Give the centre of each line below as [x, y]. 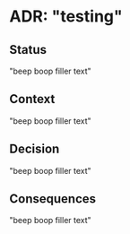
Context [32, 99]
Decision [35, 149]
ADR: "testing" [66, 17]
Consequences [53, 199]
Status [28, 50]
